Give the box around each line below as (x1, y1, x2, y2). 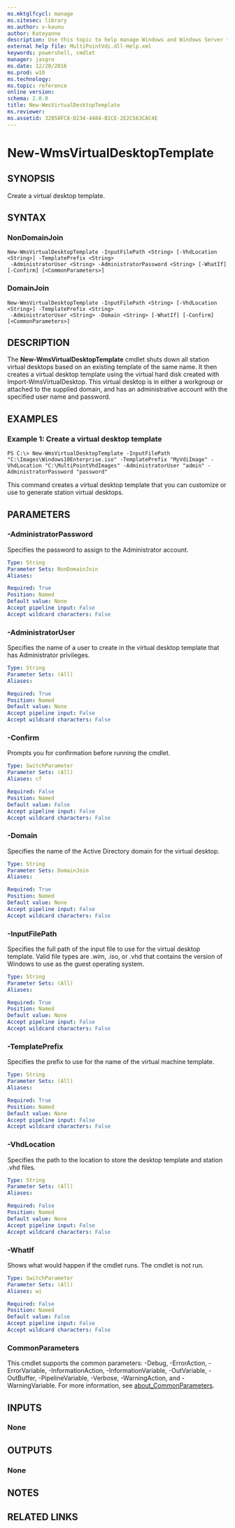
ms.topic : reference (7, 82, 68, 89)
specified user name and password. (7, 392, 111, 401)
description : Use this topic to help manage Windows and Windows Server (7, 36, 224, 44)
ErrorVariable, (7, 1367, 48, 1375)
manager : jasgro (7, 56, 55, 63)
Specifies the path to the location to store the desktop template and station (7, 1155, 223, 1164)
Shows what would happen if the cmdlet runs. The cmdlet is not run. (7, 1261, 204, 1269)
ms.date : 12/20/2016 (7, 62, 68, 69)
